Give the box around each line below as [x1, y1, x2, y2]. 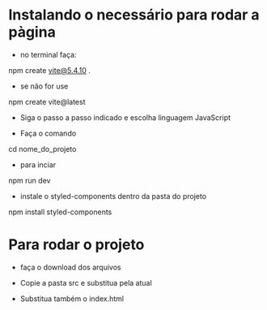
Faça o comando [19, 128, 77, 138]
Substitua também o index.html [19, 294, 124, 304]
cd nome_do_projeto [8, 144, 77, 153]
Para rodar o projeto [8, 235, 145, 254]
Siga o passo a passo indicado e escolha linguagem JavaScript [19, 112, 231, 123]
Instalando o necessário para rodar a [8, 6, 261, 24]
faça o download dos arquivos [19, 262, 121, 272]
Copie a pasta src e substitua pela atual [19, 278, 152, 287]
